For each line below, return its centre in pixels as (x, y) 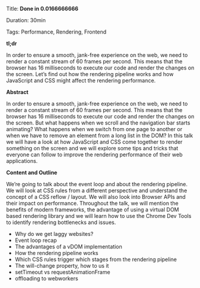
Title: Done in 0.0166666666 (42, 9)
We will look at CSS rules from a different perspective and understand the (97, 190)
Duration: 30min (26, 20)
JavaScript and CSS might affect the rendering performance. (81, 81)
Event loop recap (36, 240)
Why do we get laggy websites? (54, 234)
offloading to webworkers (47, 278)
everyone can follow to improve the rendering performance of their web (95, 154)
